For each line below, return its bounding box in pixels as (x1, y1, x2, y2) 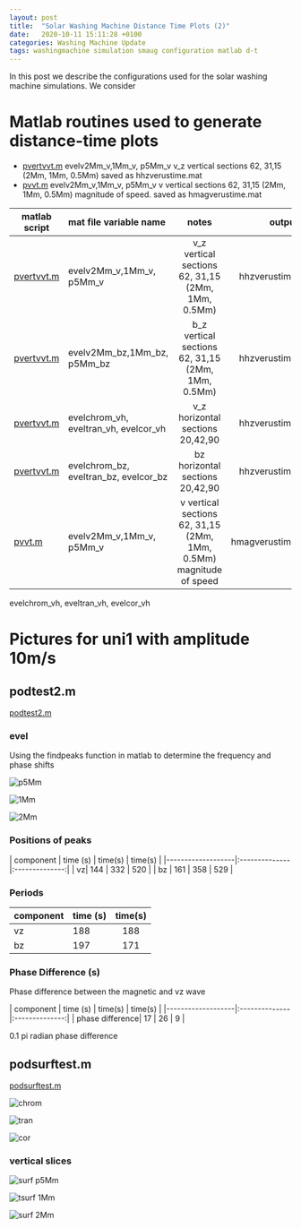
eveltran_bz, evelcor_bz (68, 471, 168, 484)
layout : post (9, 13, 58, 22)
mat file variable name (68, 216, 166, 228)
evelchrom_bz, (68, 459, 130, 472)
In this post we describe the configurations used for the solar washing (9, 71, 268, 82)
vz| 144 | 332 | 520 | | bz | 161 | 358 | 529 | (76, 863, 234, 874)
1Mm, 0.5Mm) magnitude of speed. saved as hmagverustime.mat (21, 189, 262, 200)
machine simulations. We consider (9, 81, 136, 91)
